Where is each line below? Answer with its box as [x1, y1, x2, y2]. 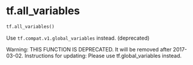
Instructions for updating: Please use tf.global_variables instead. [24, 52, 182, 59]
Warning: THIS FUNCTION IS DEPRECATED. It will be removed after [6, 45, 172, 53]
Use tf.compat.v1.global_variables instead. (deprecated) [6, 34, 150, 41]
